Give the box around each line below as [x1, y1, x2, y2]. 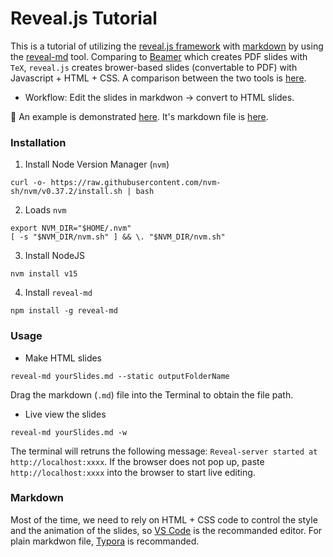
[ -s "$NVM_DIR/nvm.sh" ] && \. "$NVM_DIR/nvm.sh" [10, 232, 226, 242]
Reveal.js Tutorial [10, 7, 158, 30]
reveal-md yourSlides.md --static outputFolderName [10, 371, 230, 381]
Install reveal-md [24, 287, 93, 299]
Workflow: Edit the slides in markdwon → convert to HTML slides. [24, 91, 295, 103]
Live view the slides [24, 408, 107, 420]
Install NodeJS [24, 250, 86, 262]
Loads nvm [24, 204, 67, 216]
